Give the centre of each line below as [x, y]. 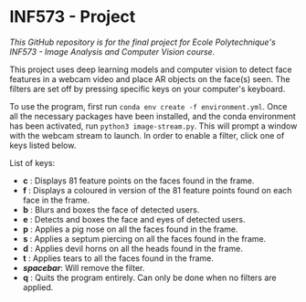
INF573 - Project [73, 17]
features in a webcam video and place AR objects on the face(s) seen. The [150, 78]
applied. [38, 287]
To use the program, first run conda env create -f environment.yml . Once [148, 106]
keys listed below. [43, 145]
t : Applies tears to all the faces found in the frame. [118, 258]
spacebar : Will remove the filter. [84, 267]
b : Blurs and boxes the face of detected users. [111, 209]
